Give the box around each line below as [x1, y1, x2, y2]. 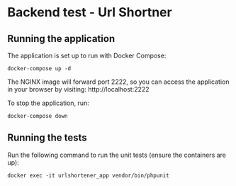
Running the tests [7, 132, 87, 144]
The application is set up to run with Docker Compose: [7, 51, 167, 60]
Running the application [7, 33, 116, 45]
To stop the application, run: [7, 99, 90, 107]
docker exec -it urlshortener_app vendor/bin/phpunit [7, 172, 170, 179]
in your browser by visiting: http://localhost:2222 [7, 85, 150, 93]
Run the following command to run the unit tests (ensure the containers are [7, 151, 227, 159]
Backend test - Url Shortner [7, 4, 172, 21]
